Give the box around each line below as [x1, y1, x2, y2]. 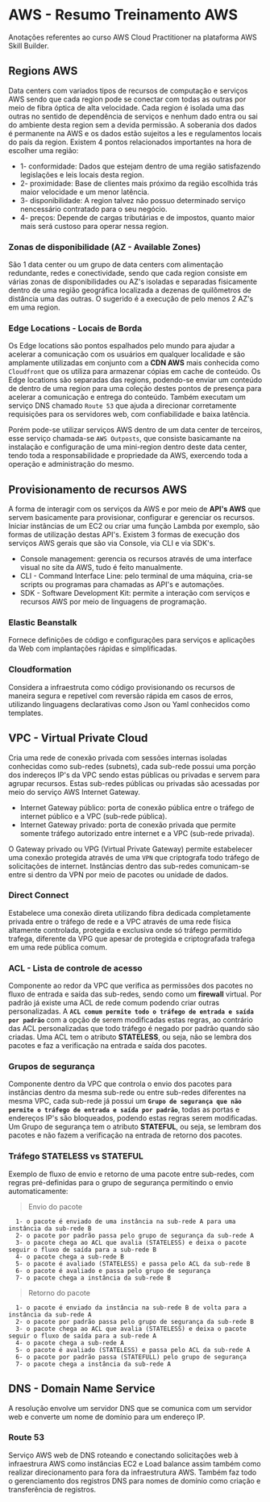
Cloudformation [8, 664, 73, 675]
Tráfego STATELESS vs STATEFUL [8, 1150, 143, 1162]
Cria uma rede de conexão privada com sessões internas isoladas [8, 752, 227, 763]
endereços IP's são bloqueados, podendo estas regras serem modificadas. [8, 1113, 258, 1123]
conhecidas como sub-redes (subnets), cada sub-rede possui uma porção [8, 761, 256, 771]
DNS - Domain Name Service [8, 1382, 156, 1396]
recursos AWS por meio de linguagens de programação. [19, 597, 207, 606]
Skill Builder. [8, 40, 50, 50]
